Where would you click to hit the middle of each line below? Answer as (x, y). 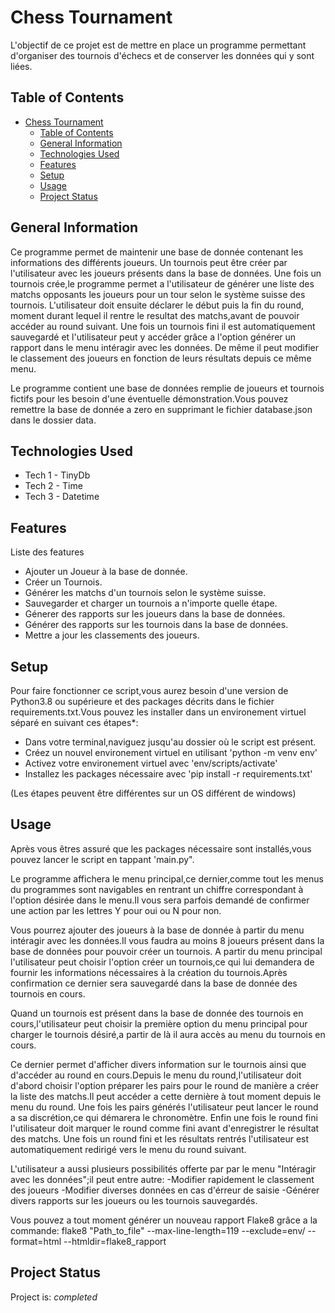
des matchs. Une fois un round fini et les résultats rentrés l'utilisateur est (160, 1138)
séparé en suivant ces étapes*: (74, 722)
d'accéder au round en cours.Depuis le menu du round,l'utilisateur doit (156, 1075)
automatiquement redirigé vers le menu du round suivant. (128, 1149)
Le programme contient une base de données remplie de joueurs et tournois (167, 388)
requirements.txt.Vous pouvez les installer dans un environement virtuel (158, 712)
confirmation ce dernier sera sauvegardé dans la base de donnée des (154, 983)
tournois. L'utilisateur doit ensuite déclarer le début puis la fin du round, (157, 305)
